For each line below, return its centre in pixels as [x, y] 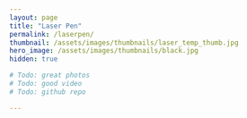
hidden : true [34, 59]
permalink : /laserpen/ [52, 34]
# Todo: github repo [48, 92]
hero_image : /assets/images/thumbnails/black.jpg [104, 51]
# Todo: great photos [50, 76]
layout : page [34, 17]
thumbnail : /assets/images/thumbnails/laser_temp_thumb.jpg [124, 42]
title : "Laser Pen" [46, 26]
